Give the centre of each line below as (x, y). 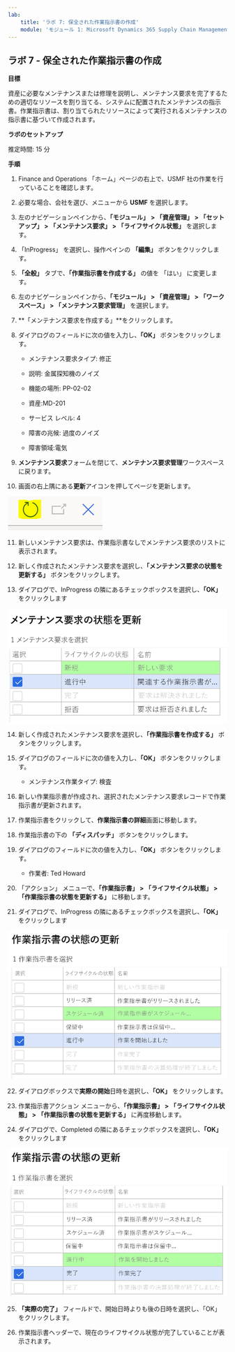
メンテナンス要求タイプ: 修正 (70, 359)
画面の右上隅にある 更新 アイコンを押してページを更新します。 (106, 486)
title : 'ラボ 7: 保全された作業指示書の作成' (80, 22)
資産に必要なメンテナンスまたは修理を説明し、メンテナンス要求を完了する (115, 94)
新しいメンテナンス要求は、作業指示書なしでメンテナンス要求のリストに (122, 543)
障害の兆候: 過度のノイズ (64, 433)
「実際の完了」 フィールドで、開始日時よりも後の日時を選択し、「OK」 (119, 1309)
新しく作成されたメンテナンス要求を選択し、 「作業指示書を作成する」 (117, 734)
